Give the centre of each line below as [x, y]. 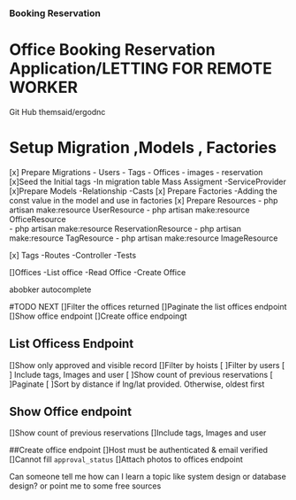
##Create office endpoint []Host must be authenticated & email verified [138, 450]
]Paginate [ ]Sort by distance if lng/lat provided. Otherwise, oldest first [137, 384]
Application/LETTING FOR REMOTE [140, 69]
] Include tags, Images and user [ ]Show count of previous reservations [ [141, 374]
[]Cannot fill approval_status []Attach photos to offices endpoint [126, 459]
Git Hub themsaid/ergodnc [57, 112]
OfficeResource [38, 219]
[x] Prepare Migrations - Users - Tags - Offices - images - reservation [136, 172]
